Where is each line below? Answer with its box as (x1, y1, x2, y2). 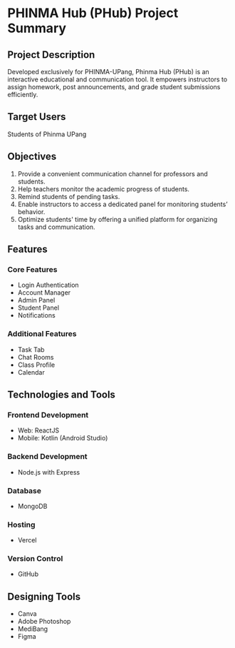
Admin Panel (17, 296, 56, 305)
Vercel (17, 536, 37, 545)
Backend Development (7, 452, 88, 462)
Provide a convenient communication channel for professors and (17, 169, 208, 178)
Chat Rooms (17, 353, 54, 361)
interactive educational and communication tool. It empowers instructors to (7, 75, 228, 83)
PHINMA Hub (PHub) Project (7, 5, 179, 21)
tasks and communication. (17, 223, 95, 231)
